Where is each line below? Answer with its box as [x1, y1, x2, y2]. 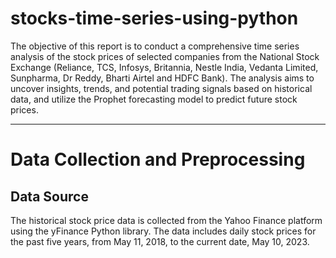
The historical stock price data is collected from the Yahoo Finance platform [10, 214, 323, 226]
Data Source [10, 188, 89, 205]
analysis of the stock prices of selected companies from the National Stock [10, 50, 320, 62]
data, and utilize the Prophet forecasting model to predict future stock [10, 93, 298, 105]
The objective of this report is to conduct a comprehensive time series [10, 40, 300, 52]
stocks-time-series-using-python [10, 7, 299, 30]
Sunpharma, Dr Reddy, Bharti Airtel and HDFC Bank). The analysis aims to [10, 72, 315, 84]
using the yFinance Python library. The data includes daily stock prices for [10, 225, 317, 237]
